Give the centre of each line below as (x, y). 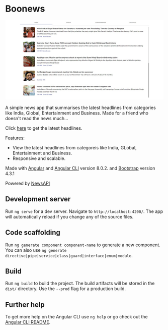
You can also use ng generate (36, 250)
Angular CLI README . (28, 322)
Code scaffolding (33, 233)
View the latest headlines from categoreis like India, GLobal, (74, 147)
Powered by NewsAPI (28, 183)
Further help (25, 305)
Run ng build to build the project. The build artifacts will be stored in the (80, 284)
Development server (38, 199)
